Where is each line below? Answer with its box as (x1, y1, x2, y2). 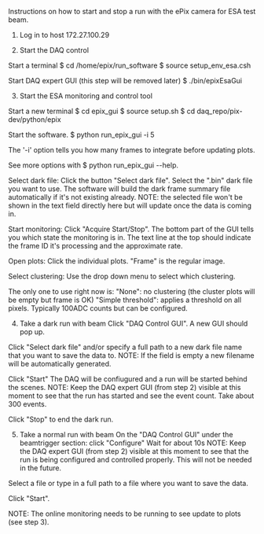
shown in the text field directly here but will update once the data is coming (8, 201, 251, 210)
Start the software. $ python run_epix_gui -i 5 (8, 130, 155, 139)
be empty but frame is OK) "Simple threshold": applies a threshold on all (8, 295, 242, 304)
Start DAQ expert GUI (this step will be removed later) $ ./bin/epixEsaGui (8, 76, 243, 85)
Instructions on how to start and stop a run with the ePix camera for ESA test (8, 7, 256, 16)
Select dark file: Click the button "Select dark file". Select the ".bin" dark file (8, 176, 253, 185)
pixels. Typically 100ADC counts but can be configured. (8, 304, 188, 313)
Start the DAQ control (19, 46, 89, 54)
